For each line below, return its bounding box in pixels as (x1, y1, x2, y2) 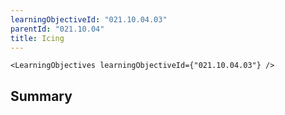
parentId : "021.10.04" (10, 24, 105, 34)
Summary (10, 87, 73, 105)
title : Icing (10, 33, 65, 43)
